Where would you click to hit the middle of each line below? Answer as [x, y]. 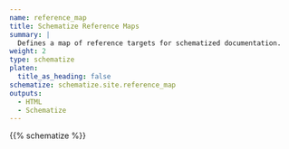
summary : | [30, 34]
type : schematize [42, 60]
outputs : [26, 93]
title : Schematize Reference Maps [75, 26]
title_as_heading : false [64, 77]
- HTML [30, 102]
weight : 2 [28, 51]
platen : [24, 69]
